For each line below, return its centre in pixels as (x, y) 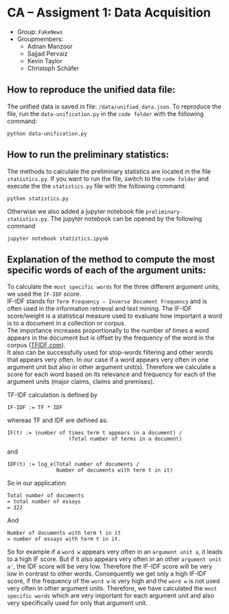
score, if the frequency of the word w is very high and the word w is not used (114, 581)
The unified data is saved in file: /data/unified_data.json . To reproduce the (114, 106)
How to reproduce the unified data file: (92, 90)
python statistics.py (38, 198)
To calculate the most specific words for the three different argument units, (114, 287)
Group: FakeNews (40, 32)
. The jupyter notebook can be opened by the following (124, 219)
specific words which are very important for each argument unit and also (111, 595)
